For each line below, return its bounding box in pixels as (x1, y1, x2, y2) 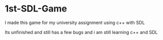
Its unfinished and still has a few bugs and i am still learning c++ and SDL (5, 29, 158, 35)
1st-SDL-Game (5, 3, 67, 14)
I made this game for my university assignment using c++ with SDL (5, 19, 145, 25)
